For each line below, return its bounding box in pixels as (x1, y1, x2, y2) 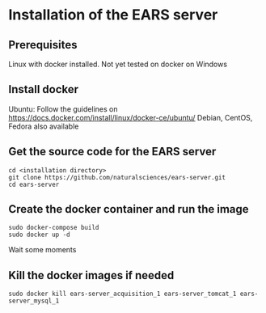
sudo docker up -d (8, 231, 70, 239)
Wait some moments (8, 245, 77, 255)
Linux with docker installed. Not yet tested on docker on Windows (8, 59, 228, 69)
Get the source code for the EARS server (8, 145, 217, 159)
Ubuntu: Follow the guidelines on (8, 104, 118, 114)
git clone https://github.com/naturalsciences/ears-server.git (8, 173, 226, 181)
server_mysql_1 (8, 297, 60, 305)
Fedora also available (8, 121, 79, 131)
